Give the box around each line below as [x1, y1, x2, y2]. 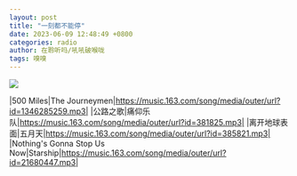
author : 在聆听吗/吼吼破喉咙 [9, 46, 105, 55]
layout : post [9, 12, 58, 22]
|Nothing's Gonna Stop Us [9, 139, 105, 148]
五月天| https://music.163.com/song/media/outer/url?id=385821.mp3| [19, 128, 271, 139]
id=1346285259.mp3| [9, 106, 89, 116]
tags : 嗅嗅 [9, 54, 47, 63]
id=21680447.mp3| [9, 157, 79, 167]
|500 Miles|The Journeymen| [9, 95, 116, 106]
